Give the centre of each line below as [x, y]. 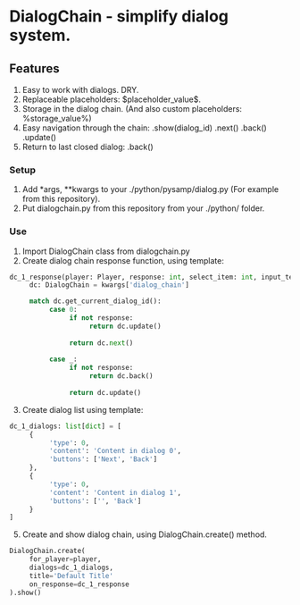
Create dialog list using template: [83, 409]
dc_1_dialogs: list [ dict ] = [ [66, 426]
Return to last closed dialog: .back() [87, 147]
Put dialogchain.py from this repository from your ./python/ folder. [143, 208]
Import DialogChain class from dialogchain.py [106, 251]
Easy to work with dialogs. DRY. [80, 90]
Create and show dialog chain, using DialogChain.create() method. [145, 534]
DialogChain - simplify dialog [119, 17]
